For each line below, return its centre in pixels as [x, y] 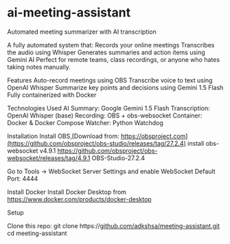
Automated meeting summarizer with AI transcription [82, 32]
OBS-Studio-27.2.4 [118, 158]
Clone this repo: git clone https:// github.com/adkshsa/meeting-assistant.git [114, 225]
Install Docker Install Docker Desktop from [67, 192]
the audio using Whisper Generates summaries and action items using [106, 52]
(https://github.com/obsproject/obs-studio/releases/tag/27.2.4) [97, 143]
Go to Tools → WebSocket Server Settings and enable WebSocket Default [111, 171]
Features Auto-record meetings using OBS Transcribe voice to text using [110, 80]
